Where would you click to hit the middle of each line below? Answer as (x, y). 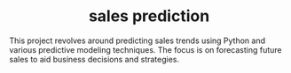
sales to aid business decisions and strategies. (94, 59)
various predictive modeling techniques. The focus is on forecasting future (145, 49)
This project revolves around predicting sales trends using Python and (138, 40)
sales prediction (149, 16)
